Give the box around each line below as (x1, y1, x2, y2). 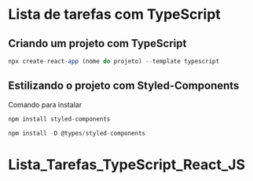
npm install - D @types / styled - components (8, 129, 146, 137)
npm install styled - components (8, 115, 111, 123)
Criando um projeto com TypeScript (8, 37, 187, 50)
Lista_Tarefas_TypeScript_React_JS (8, 155, 246, 173)
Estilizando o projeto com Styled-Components (8, 79, 240, 92)
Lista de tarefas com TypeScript (8, 5, 222, 24)
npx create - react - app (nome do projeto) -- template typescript (8, 57, 220, 65)
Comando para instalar (8, 100, 82, 109)
